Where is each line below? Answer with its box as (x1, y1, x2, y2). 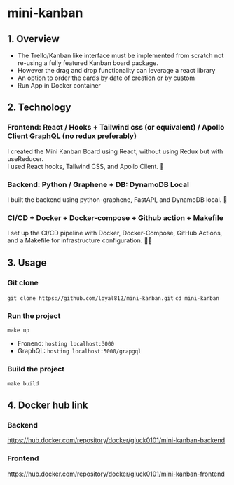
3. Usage (7, 257, 47, 268)
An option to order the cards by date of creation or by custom (17, 74, 195, 82)
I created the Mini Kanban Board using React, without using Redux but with (7, 147, 223, 156)
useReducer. (7, 154, 44, 163)
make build (7, 380, 39, 387)
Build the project (7, 364, 65, 374)
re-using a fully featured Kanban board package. (17, 59, 159, 67)
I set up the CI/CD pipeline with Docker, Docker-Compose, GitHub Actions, (7, 229, 223, 238)
